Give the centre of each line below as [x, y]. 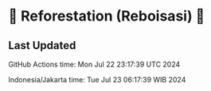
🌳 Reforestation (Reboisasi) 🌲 [107, 16]
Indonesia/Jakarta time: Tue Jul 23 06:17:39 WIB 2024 [97, 80]
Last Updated [42, 45]
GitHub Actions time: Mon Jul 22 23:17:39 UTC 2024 [94, 64]
